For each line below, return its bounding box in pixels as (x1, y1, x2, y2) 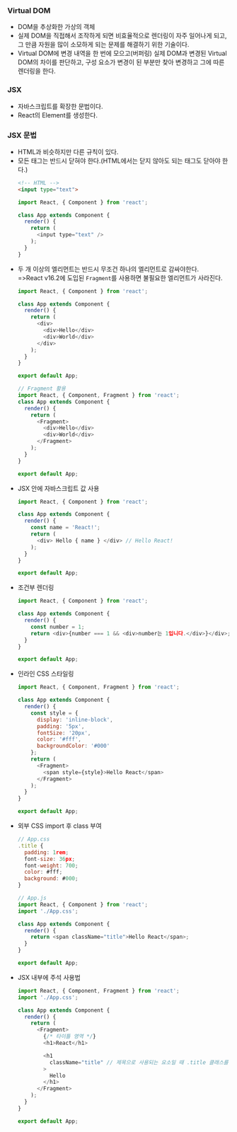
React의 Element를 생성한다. (17, 110, 98, 119)
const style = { (30, 710, 79, 717)
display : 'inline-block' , (36, 716, 113, 723)
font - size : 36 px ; (24, 855, 76, 862)
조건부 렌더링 (17, 583, 54, 592)
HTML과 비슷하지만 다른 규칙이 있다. (17, 147, 119, 156)
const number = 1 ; (30, 623, 85, 630)
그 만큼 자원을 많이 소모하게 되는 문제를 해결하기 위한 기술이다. (17, 40, 190, 49)
